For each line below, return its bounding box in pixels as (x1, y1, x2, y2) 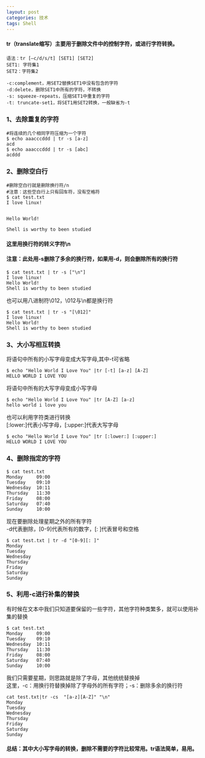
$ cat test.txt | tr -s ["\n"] (6, 269, 86, 276)
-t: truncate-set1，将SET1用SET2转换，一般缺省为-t (6, 99, 131, 106)
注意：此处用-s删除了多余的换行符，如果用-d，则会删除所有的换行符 (6, 255, 178, 263)
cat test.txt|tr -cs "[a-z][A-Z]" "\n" (6, 694, 111, 700)
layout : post (6, 9, 40, 15)
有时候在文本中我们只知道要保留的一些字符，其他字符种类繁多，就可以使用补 (6, 605, 199, 612)
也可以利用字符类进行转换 (6, 414, 71, 421)
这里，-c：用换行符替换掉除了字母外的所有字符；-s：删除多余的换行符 (6, 681, 183, 689)
